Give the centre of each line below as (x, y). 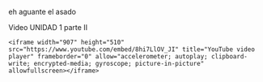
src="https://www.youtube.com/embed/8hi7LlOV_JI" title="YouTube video (131, 50)
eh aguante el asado (42, 12)
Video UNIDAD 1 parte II (48, 27)
